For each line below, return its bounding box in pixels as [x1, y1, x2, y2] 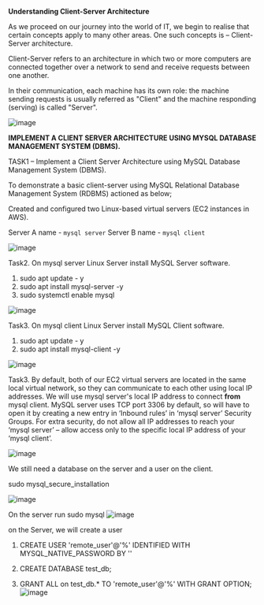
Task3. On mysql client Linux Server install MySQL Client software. [8, 321, 225, 330]
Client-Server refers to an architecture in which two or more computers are [8, 54, 251, 63]
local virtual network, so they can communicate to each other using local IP [8, 384, 253, 392]
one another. [8, 71, 50, 80]
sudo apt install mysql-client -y [19, 344, 121, 354]
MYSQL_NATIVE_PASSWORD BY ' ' [19, 549, 132, 558]
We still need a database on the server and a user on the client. [8, 464, 214, 473]
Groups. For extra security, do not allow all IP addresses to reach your [8, 417, 235, 426]
